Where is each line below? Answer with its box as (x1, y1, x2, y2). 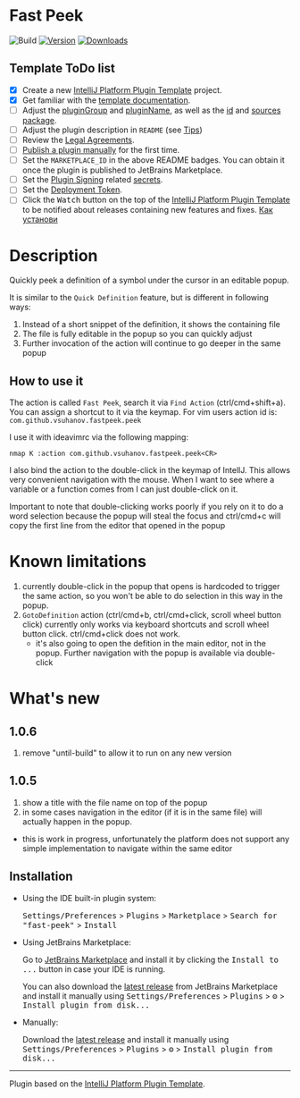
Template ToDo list (9, 61, 116, 76)
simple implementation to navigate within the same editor (21, 842, 233, 854)
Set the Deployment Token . (21, 184, 123, 195)
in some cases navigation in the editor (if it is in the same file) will (21, 807, 262, 817)
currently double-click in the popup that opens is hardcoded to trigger (21, 581, 280, 592)
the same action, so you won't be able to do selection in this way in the (21, 591, 284, 602)
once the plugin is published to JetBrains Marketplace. (21, 165, 223, 175)
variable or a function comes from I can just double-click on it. (9, 484, 238, 494)
